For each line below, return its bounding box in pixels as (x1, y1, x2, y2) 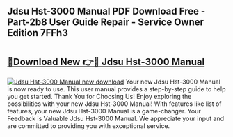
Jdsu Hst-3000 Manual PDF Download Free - (7, 6, 206, 17)
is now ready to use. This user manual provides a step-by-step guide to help (7, 85, 226, 93)
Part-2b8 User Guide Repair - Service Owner (7, 17, 204, 28)
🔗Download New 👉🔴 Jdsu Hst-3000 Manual (7, 55, 205, 68)
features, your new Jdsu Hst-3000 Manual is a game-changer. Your (7, 107, 202, 115)
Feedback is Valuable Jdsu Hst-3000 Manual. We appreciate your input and (7, 114, 225, 122)
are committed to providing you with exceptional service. (7, 122, 170, 130)
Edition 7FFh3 (7, 27, 68, 39)
